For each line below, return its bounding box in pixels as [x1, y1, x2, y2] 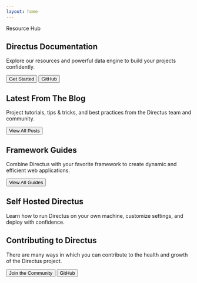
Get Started [9, 76, 35, 82]
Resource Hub [6, 25, 41, 32]
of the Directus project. [6, 257, 62, 264]
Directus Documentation [6, 42, 98, 52]
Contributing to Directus [6, 235, 97, 245]
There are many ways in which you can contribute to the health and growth [6, 251, 188, 258]
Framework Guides [6, 145, 78, 155]
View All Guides [9, 180, 44, 186]
